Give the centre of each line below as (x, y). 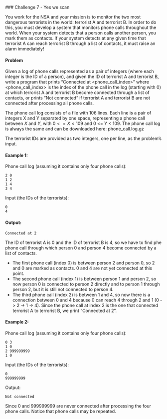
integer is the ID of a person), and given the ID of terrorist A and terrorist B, (82, 76)
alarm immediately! (25, 49)
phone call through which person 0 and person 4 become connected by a (81, 247)
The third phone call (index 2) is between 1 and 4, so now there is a (81, 294)
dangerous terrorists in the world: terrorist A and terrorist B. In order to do (81, 22)
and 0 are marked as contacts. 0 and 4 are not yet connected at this (82, 268)
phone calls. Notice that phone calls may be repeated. (61, 411)
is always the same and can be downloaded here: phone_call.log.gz (75, 129)
